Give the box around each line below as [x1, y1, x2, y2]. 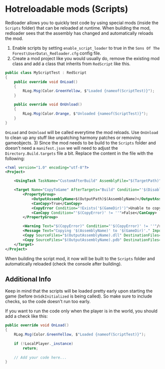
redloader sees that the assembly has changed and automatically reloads [5, 30, 154, 36]
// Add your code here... [14, 355, 67, 360]
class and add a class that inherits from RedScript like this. [12, 61, 131, 67]
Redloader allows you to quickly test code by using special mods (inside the [5, 20, 159, 26]
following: [5, 155, 25, 161]
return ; [23, 346, 38, 351]
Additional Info [5, 275, 52, 283]
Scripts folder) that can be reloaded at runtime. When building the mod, [5, 25, 151, 31]
